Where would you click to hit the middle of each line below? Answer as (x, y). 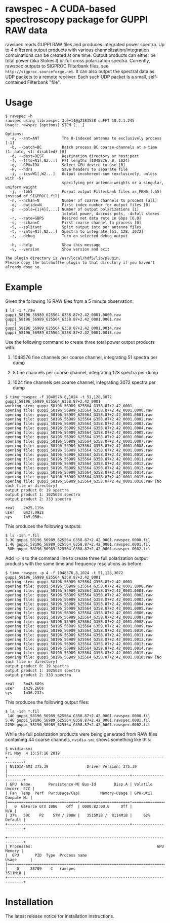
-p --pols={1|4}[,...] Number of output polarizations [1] (74, 209)
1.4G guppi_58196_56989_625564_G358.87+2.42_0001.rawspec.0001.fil (78, 544)
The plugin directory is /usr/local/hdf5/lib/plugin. (63, 258)
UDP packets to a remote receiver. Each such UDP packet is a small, (76, 77)
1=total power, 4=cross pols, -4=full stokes (110, 214)
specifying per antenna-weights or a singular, (113, 183)
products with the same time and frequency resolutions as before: (74, 563)
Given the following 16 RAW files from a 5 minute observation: (70, 301)
